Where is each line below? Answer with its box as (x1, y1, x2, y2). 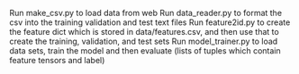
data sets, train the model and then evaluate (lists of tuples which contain (9, 45, 281, 56)
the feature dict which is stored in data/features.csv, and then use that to (9, 27, 279, 37)
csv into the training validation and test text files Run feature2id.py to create (9, 17, 291, 28)
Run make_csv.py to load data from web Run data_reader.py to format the (9, 8, 282, 18)
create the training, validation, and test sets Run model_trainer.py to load (9, 36, 278, 46)
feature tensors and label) (9, 55, 105, 65)
